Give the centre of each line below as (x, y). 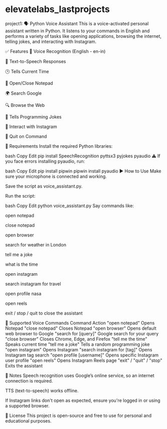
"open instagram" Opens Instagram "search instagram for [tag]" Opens (79, 349)
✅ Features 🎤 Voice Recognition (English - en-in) (55, 51)
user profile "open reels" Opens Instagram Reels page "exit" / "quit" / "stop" (84, 360)
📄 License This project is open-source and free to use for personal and (78, 415)
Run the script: (20, 196)
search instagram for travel (33, 284)
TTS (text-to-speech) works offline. (42, 390)
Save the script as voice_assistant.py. (44, 186)
